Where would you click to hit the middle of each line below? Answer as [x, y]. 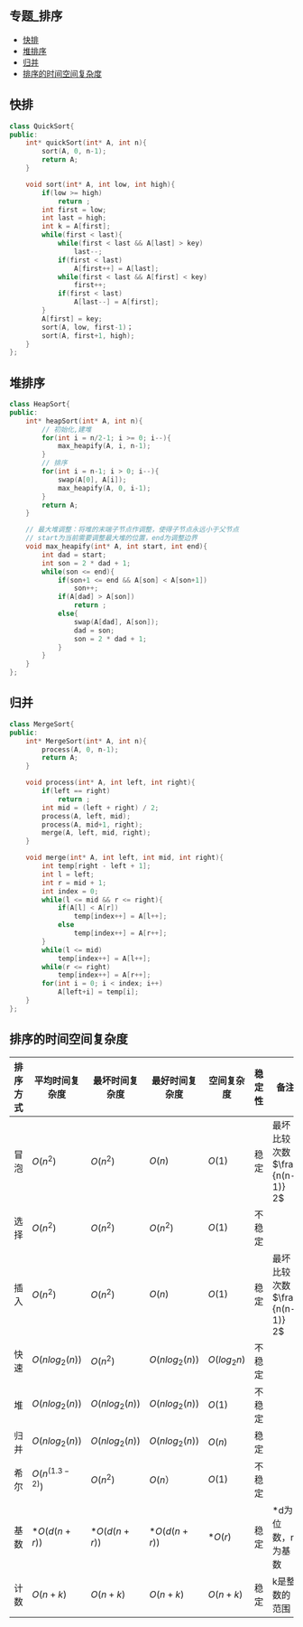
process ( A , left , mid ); [86, 816]
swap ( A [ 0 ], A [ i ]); [92, 480]
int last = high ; [74, 218]
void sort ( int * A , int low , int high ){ [101, 184]
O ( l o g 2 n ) [227, 1361]
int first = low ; [74, 210]
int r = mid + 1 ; [74, 883]
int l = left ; [68, 874]
